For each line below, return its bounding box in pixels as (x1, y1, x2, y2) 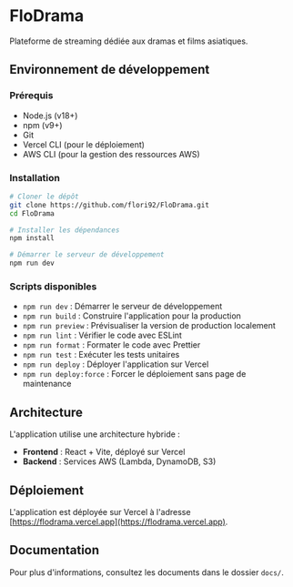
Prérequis (9, 89, 54, 102)
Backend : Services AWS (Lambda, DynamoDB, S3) (22, 456, 217, 467)
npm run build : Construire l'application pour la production (22, 310, 241, 321)
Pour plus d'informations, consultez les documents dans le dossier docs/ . (9, 566, 284, 578)
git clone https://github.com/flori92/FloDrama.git (9, 200, 209, 209)
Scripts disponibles (9, 279, 97, 292)
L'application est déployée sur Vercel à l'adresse (9, 506, 191, 517)
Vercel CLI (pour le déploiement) (22, 138, 146, 150)
